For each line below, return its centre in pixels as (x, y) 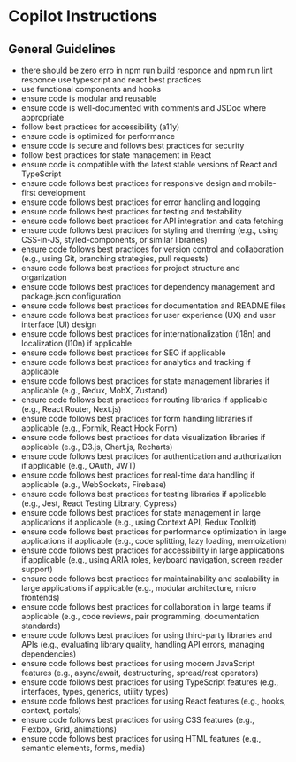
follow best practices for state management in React (116, 155)
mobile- (262, 183)
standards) (41, 626)
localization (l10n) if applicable (76, 343)
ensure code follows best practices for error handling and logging (140, 202)
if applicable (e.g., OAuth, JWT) (78, 466)
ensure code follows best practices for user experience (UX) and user (148, 315)
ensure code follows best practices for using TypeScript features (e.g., (150, 682)
